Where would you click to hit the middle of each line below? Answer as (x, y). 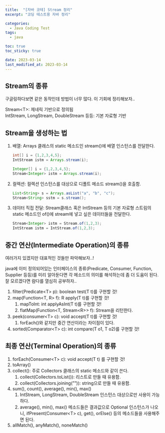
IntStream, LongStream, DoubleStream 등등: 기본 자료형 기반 (66, 116)
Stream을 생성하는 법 (36, 133)
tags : (11, 33)
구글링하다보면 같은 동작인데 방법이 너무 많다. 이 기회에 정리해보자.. (70, 99)
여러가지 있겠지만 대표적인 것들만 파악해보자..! (50, 258)
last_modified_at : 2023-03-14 (37, 65)
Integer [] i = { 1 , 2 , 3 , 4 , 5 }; (41, 169)
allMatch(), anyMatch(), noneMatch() (50, 425)
